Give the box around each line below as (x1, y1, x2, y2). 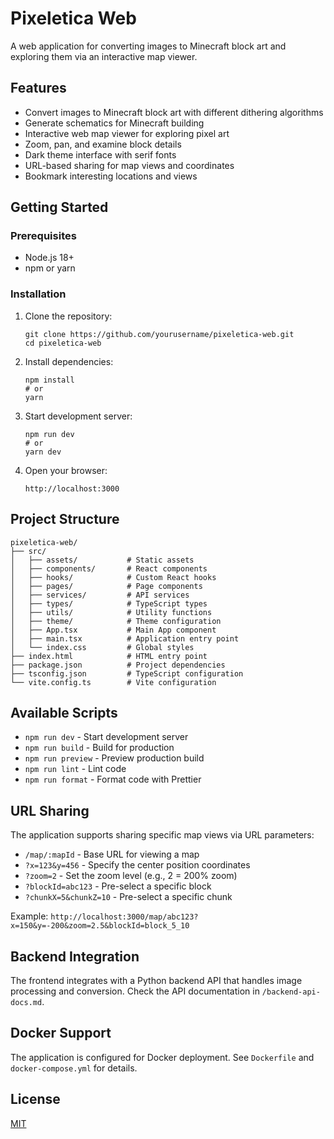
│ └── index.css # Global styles (10, 642, 195, 652)
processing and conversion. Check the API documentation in (10, 985, 260, 997)
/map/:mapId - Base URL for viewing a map (24, 848, 200, 861)
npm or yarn (24, 262, 76, 274)
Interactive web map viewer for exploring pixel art (24, 127, 230, 139)
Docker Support (10, 1025, 112, 1042)
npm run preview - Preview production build (24, 752, 205, 764)
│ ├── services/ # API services (10, 590, 190, 600)
